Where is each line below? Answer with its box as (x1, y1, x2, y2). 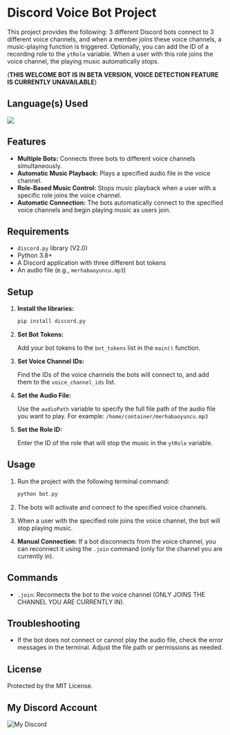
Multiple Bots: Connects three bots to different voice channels (17, 154, 195, 162)
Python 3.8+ (17, 251, 53, 260)
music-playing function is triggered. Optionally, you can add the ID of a (7, 42, 209, 50)
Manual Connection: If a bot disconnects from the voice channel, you (17, 537, 216, 546)
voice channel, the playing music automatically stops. (7, 57, 160, 65)
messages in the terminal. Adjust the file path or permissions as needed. (17, 643, 223, 651)
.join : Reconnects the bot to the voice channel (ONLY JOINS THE (17, 590, 206, 599)
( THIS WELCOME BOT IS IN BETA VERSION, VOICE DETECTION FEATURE (7, 71, 219, 79)
